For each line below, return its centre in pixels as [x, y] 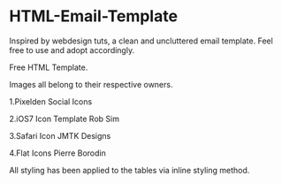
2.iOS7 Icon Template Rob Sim [64, 119]
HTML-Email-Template [94, 16]
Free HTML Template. [49, 67]
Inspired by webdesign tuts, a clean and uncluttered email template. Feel [141, 41]
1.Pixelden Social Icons [51, 101]
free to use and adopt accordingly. [72, 50]
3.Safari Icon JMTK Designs [60, 135]
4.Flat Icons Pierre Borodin [57, 153]
